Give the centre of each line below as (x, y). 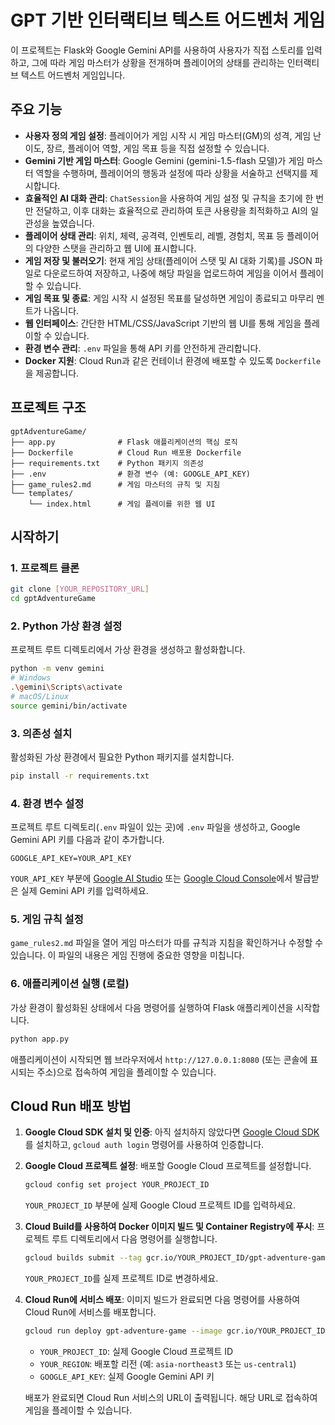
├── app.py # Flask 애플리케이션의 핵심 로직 (124, 442)
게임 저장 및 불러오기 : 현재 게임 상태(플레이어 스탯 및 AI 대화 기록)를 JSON (168, 260)
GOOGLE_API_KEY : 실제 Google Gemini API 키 (127, 1377)
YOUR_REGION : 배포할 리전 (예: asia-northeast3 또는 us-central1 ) (168, 1364)
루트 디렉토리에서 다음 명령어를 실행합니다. (134, 1239)
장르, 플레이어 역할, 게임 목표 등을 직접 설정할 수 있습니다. (158, 148)
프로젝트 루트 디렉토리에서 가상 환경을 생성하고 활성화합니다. (128, 650)
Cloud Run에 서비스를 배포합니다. (90, 1312)
